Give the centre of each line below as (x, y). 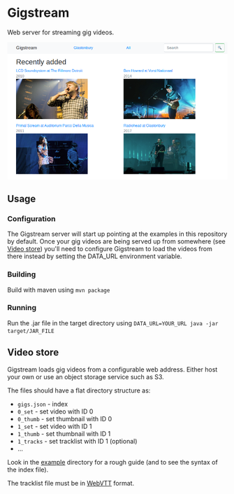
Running (22, 308)
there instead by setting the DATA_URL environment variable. (95, 256)
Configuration (31, 218)
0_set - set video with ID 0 (55, 411)
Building (22, 274)
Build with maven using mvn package (59, 290)
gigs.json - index (43, 404)
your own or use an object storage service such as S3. (86, 376)
